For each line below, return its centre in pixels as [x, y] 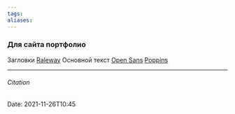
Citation [19, 83]
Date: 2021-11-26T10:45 [42, 104]
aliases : [20, 20]
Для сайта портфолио [47, 45]
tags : [15, 14]
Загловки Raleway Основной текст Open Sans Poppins [88, 59]
